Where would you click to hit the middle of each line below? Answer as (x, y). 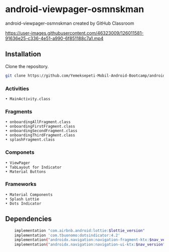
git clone (16, 76)
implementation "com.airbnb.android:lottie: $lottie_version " (79, 230)
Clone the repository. (27, 66)
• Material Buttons (26, 172)
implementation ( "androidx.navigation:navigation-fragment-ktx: (82, 240)
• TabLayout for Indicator (33, 167)
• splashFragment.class (30, 140)
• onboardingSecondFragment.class (41, 131)
